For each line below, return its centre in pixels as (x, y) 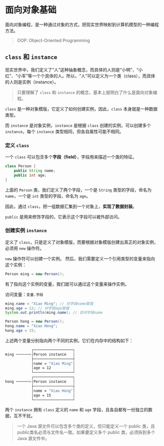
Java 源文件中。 (33, 439)
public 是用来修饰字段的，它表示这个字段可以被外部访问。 (63, 217)
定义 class (17, 145)
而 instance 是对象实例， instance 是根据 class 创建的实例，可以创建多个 (78, 125)
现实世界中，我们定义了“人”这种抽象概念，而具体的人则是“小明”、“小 (74, 69)
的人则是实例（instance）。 (32, 82)
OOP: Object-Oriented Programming (53, 40)
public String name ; (35, 171)
